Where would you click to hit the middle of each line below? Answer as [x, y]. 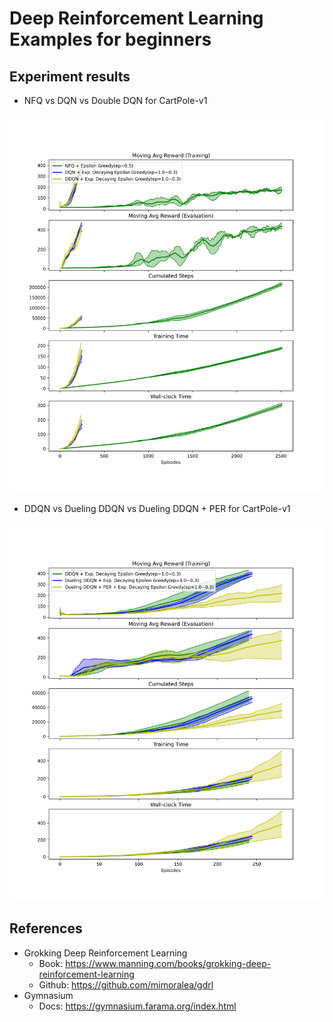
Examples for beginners [110, 39]
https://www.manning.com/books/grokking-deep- [168, 963]
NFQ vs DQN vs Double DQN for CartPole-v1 [115, 100]
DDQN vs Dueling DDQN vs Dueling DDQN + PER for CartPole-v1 [157, 509]
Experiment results [70, 76]
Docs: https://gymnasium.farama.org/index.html [137, 1006]
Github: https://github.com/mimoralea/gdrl [126, 984]
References [46, 928]
